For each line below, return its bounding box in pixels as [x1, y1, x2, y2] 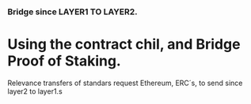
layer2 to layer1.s [7, 86, 63, 96]
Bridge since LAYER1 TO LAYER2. [7, 6, 138, 17]
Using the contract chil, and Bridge [7, 35, 241, 54]
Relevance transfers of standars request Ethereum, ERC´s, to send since [7, 78, 243, 87]
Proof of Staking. [7, 52, 122, 70]
